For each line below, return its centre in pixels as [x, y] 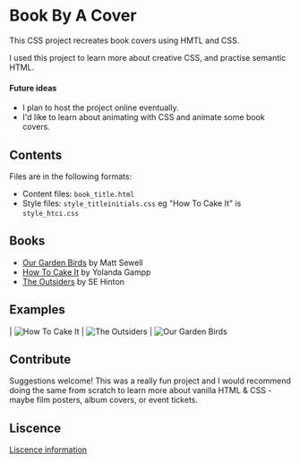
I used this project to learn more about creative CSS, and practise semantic [148, 57]
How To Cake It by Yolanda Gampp [86, 272]
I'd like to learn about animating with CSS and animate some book [144, 117]
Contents [36, 154]
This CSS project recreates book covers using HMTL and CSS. [124, 40]
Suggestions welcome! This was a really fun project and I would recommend [150, 381]
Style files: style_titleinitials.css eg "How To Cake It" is [132, 203]
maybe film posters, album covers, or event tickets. [104, 400]
